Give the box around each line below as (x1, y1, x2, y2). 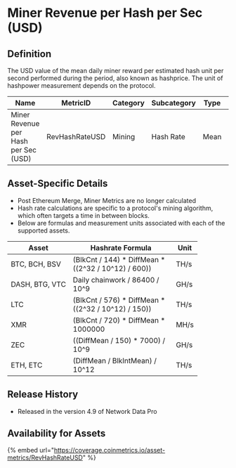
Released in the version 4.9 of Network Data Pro (17, 407, 157, 415)
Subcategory (151, 98, 197, 108)
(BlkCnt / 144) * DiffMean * (72, 254, 166, 264)
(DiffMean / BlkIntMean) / (72, 356, 157, 365)
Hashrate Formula (90, 242, 152, 252)
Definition (7, 48, 51, 60)
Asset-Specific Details (7, 178, 108, 190)
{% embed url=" (7, 446, 55, 455)
